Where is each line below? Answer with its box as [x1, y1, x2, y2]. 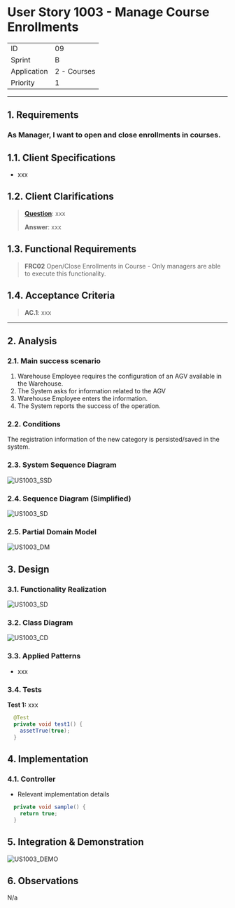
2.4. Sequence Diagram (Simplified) [7, 494, 131, 503]
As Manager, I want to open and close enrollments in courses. [7, 130, 221, 140]
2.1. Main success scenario [7, 355, 101, 365]
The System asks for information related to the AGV [17, 387, 166, 395]
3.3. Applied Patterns [7, 651, 81, 661]
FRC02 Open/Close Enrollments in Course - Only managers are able [24, 262, 221, 270]
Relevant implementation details [17, 790, 110, 799]
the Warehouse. [17, 379, 64, 388]
